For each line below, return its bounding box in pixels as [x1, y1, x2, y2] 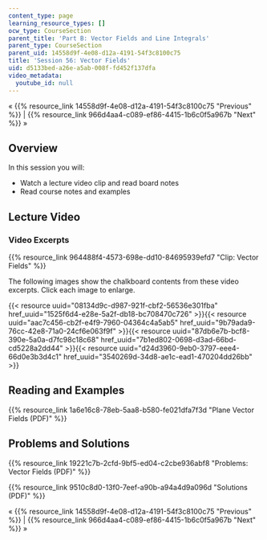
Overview [8, 141, 59, 155]
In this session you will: [8, 162, 85, 173]
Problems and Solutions [8, 437, 130, 451]
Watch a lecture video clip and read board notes [19, 178, 179, 188]
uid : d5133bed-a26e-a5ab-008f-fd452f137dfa [8, 64, 156, 72]
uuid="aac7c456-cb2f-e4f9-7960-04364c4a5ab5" [8, 318, 179, 327]
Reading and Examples [8, 383, 125, 398]
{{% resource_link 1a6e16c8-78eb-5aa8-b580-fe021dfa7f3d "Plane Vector [8, 405, 255, 415]
